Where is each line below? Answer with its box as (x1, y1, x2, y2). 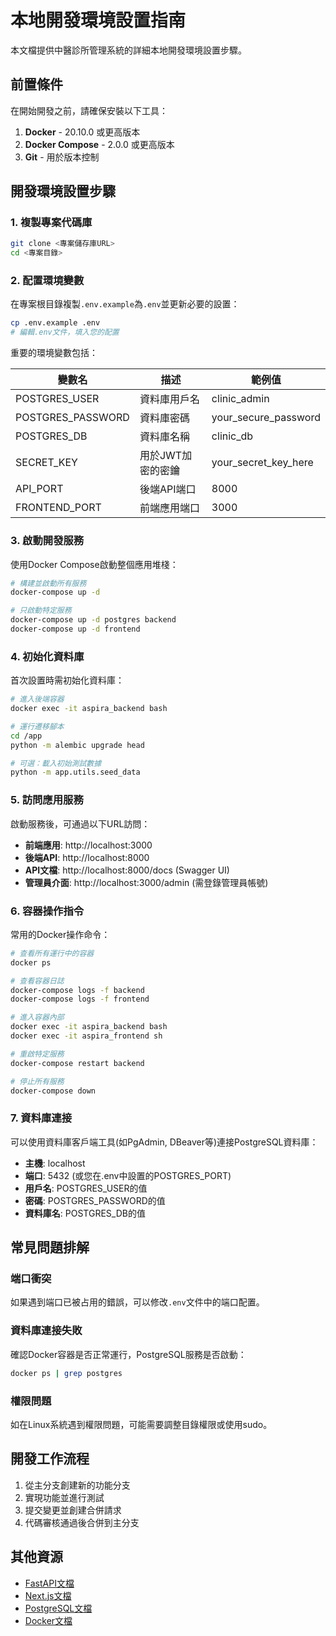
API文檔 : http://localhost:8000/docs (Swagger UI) (24, 864, 230, 876)
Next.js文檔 (24, 1589, 72, 1601)
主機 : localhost (24, 1157, 86, 1169)
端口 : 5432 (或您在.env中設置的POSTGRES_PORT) (24, 1169, 232, 1181)
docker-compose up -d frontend (10, 624, 141, 635)
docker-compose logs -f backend (10, 985, 145, 995)
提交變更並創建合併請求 (24, 1504, 122, 1516)
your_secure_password (211, 411, 321, 425)
